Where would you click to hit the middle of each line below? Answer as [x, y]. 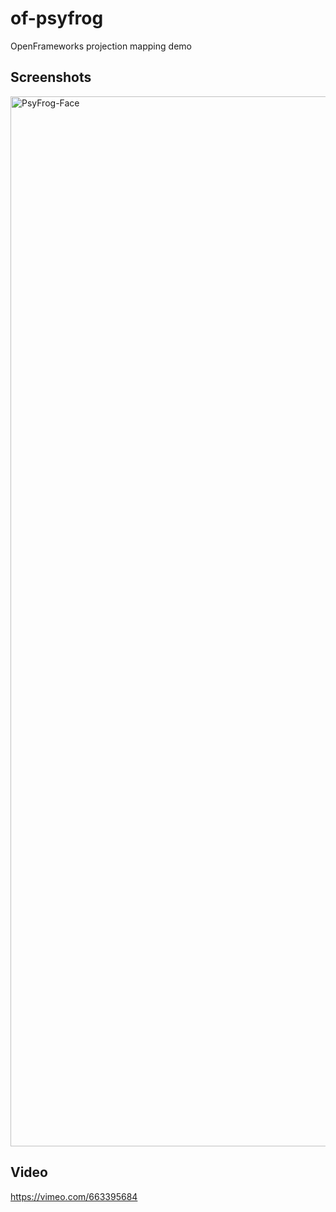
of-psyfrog [57, 18]
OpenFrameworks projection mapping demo [101, 46]
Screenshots [51, 77]
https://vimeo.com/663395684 [74, 1196]
